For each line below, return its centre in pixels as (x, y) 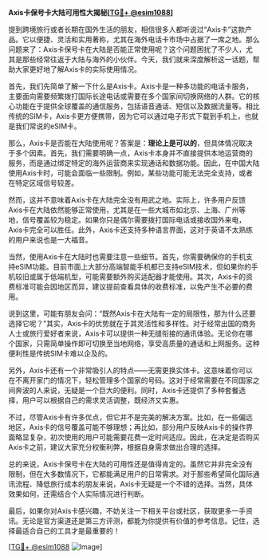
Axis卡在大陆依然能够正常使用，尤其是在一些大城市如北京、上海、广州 (124, 210)
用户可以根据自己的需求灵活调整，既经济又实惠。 (102, 400)
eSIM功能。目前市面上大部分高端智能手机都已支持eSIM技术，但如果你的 (133, 267)
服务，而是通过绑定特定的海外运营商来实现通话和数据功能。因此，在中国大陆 (134, 163)
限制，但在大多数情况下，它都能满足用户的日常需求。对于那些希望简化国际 (130, 474)
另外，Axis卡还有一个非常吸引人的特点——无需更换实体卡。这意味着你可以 (131, 370)
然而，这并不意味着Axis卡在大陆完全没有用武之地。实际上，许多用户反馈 (127, 200)
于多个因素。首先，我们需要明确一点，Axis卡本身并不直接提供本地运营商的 (131, 153)
